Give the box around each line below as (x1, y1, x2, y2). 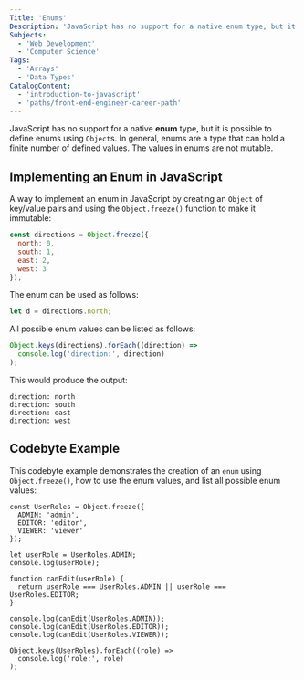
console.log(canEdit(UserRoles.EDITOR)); (9, 622, 170, 631)
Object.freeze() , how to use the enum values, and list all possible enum (9, 475, 281, 486)
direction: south (9, 400, 76, 409)
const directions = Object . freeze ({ (9, 230, 149, 240)
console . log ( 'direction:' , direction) (17, 350, 166, 359)
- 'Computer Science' (17, 47, 100, 57)
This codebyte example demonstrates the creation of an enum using (9, 465, 262, 476)
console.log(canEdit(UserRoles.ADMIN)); (9, 613, 166, 623)
